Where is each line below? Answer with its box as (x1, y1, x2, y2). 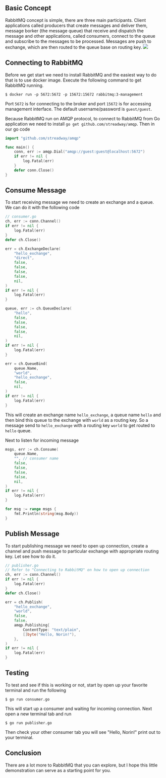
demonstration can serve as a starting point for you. (5, 767, 111, 773)
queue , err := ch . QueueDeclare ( (5, 306, 72, 311)
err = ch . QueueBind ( (5, 361, 48, 366)
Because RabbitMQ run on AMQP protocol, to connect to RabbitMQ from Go (5, 115, 160, 121)
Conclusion (5, 749, 42, 757)
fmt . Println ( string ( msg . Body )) (14, 511, 79, 516)
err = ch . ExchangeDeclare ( (5, 246, 61, 251)
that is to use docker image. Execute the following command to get (5, 77, 142, 83)
